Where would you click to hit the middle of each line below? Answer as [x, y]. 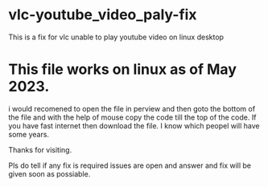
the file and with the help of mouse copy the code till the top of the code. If [132, 117]
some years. [29, 134]
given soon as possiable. [49, 173]
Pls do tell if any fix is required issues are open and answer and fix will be [130, 165]
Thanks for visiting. [40, 149]
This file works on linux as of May [123, 69]
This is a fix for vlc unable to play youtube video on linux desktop [116, 37]
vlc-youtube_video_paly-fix [103, 15]
